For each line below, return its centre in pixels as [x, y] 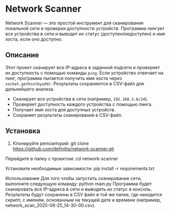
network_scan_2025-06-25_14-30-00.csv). [50, 205]
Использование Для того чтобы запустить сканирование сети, [74, 178]
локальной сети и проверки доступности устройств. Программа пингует [85, 28]
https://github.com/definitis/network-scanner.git [63, 148]
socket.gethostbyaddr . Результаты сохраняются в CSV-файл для [75, 83]
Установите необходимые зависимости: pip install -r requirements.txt [80, 168]
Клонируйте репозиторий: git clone [51, 143]
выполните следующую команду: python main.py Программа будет [78, 184]
